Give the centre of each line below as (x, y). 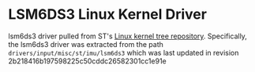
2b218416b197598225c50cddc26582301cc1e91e (88, 61)
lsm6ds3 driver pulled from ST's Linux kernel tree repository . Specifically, (127, 36)
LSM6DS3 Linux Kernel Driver (108, 14)
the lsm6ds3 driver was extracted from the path (86, 44)
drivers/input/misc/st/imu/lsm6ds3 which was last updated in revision (124, 52)
